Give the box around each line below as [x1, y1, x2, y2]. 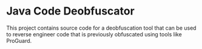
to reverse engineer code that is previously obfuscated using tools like [6, 30, 182, 38]
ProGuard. [6, 37, 32, 44]
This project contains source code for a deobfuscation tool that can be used [6, 24, 197, 31]
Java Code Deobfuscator [6, 4, 135, 18]
